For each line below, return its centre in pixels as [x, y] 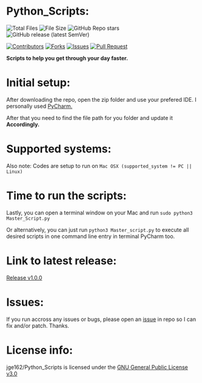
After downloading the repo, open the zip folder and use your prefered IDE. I [101, 99]
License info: [40, 350]
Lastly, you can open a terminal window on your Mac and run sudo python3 [99, 213]
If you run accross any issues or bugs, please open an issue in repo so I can [101, 319]
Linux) [15, 172]
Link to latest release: [62, 261]
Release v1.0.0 [24, 278]
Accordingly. [23, 124]
